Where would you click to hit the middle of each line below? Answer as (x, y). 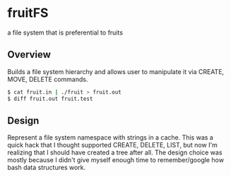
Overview (29, 55)
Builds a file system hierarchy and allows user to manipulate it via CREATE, (116, 71)
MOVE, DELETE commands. (48, 79)
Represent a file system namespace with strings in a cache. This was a (110, 138)
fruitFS (28, 13)
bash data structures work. (47, 168)
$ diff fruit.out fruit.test (50, 99)
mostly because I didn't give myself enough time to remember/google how (116, 160)
